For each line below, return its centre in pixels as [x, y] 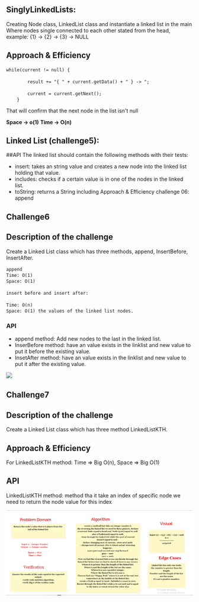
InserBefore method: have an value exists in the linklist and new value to [103, 345]
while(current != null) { [38, 70]
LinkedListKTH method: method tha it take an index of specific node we [93, 495]
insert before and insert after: [47, 293]
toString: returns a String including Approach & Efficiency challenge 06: [102, 192]
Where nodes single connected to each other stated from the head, [88, 30]
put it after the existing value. [50, 364]
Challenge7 [28, 395]
